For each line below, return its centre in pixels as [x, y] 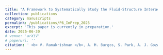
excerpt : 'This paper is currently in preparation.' [59, 27]
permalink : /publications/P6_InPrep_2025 [48, 23]
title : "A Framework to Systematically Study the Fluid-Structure [73, 9]
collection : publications [31, 14]
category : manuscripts [28, 18]
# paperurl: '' [20, 41]
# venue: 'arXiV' [23, 36]
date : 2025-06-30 [23, 32]
